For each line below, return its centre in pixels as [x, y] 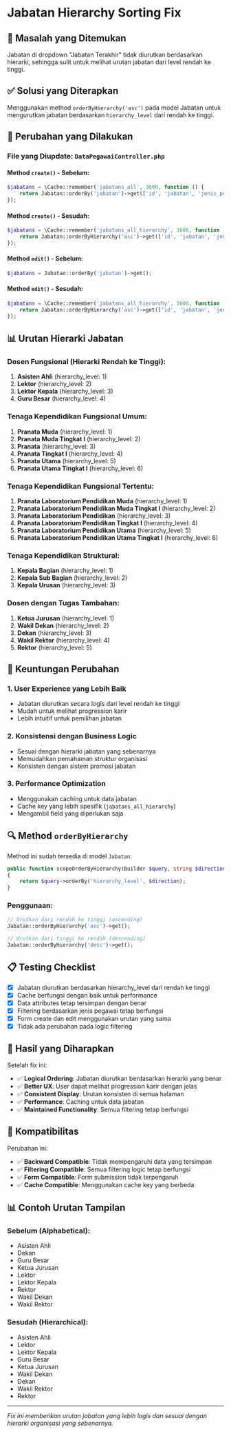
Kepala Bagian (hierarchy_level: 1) [65, 571]
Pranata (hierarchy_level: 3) [56, 446]
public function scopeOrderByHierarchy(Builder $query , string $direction [117, 869]
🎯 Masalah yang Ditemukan [67, 38]
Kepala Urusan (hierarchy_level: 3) [66, 585]
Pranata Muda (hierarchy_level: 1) [65, 432]
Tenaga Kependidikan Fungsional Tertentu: [81, 486]
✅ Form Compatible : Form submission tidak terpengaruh [98, 1177]
